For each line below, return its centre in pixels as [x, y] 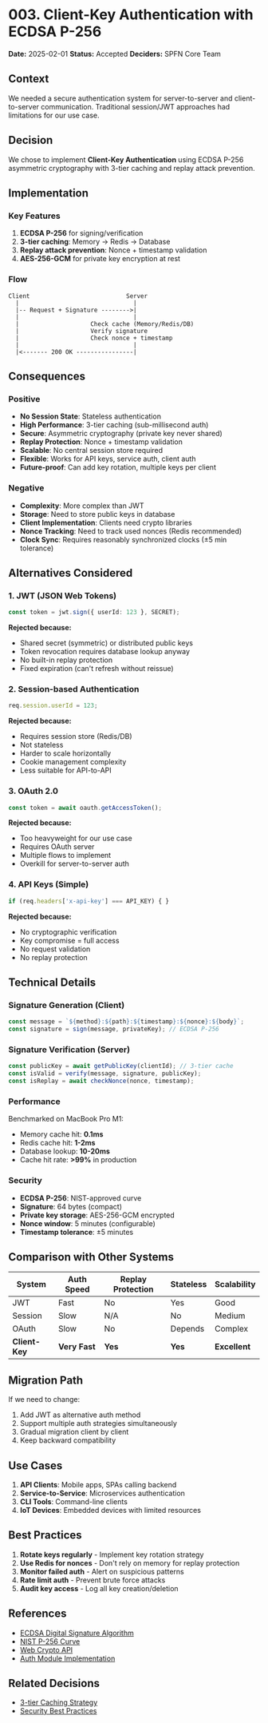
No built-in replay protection [66, 660]
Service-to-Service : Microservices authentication [102, 1493]
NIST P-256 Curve [50, 1641]
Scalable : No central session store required [91, 451]
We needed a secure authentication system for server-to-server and [120, 98]
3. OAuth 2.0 [33, 791]
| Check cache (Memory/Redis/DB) [105, 324]
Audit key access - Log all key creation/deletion [99, 1588]
